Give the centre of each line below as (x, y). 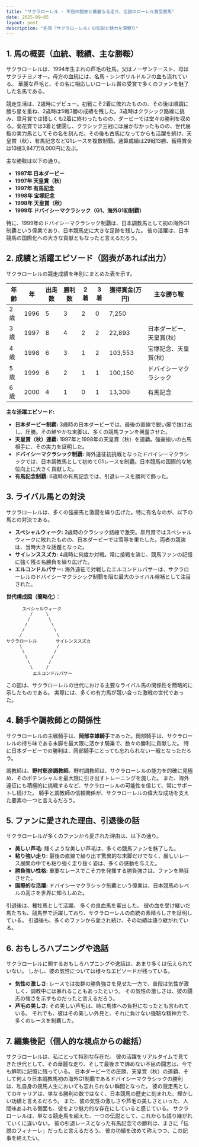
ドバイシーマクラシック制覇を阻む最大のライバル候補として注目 (113, 576)
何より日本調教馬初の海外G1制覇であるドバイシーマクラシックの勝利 (100, 1078)
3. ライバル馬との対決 (46, 497)
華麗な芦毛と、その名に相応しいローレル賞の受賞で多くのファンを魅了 (103, 84)
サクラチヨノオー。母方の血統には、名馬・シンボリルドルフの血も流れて (94, 76)
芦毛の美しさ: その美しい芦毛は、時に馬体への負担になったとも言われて (102, 1006)
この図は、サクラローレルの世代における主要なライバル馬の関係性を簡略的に (99, 685)
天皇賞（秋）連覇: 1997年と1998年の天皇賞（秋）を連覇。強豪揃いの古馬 (103, 439)
